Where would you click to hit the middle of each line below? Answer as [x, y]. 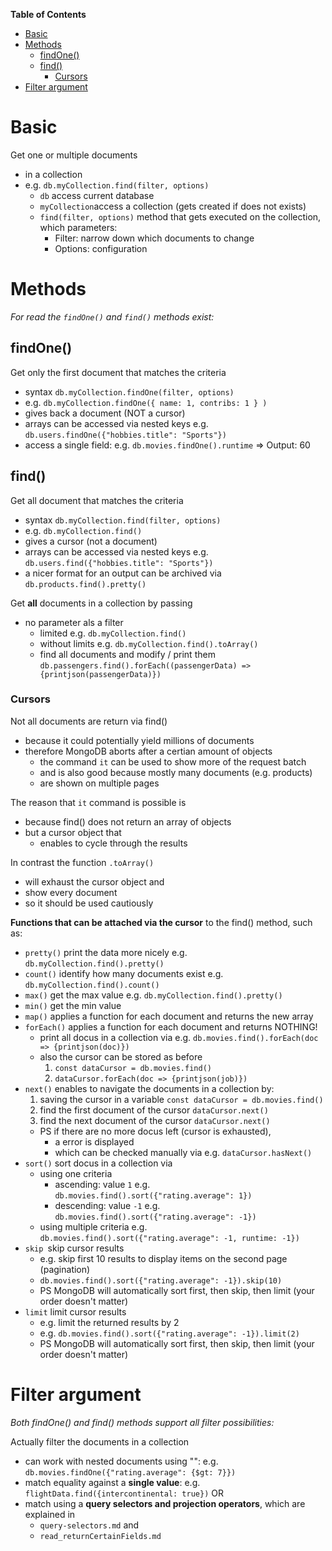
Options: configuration [101, 248]
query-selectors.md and [89, 1525]
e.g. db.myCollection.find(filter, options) [117, 185]
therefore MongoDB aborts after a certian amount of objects [148, 751]
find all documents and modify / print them [127, 654]
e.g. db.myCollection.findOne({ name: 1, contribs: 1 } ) [146, 402]
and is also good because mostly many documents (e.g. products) [176, 772]
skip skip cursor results [74, 1248]
